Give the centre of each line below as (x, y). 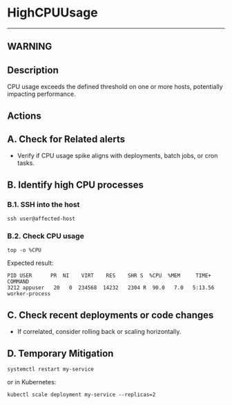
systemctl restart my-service (51, 369)
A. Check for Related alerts (66, 139)
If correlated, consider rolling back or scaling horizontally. (99, 332)
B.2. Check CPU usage (46, 236)
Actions (24, 116)
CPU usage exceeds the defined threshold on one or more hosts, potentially (115, 87)
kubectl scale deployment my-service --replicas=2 (81, 395)
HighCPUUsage (52, 13)
